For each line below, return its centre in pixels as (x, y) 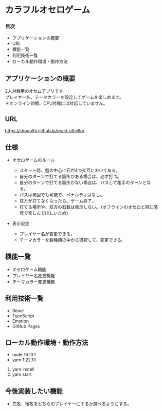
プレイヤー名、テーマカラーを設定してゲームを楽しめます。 (64, 97)
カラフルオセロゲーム (48, 10)
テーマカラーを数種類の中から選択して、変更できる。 (72, 240)
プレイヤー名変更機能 (33, 275)
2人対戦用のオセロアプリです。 (36, 91)
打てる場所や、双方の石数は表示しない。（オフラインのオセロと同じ (87, 207)
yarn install (23, 370)
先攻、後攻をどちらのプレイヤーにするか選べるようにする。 (72, 404)
